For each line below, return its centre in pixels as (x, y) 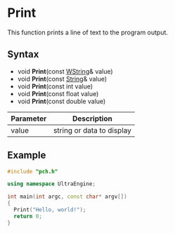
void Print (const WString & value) (65, 71)
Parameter (29, 119)
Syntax (23, 54)
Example (27, 155)
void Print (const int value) (55, 86)
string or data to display (92, 130)
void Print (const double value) (61, 101)
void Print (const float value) (58, 93)
